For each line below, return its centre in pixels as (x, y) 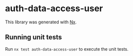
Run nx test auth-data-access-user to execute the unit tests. (67, 49)
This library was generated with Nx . (41, 22)
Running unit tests (33, 37)
